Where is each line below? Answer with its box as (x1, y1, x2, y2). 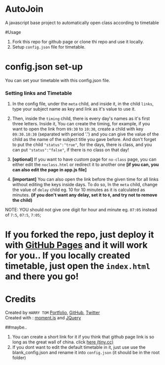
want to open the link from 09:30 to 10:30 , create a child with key (12, 126, 144, 132)
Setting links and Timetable (5, 89, 72, 96)
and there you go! (5, 271, 79, 282)
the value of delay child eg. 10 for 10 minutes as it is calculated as (12, 187, 145, 193)
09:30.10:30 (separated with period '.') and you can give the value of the (12, 131, 159, 137)
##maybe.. (5, 324, 27, 330)
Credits (5, 293, 36, 305)
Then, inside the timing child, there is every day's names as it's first (12, 115, 150, 121)
